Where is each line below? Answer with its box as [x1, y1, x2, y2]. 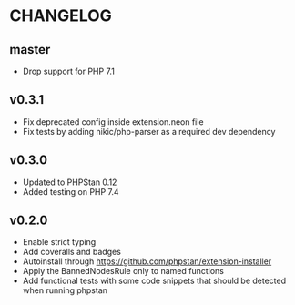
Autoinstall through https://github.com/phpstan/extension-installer [22, 256, 272, 267]
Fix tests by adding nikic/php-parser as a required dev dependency [22, 126, 276, 137]
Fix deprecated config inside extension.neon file [22, 116, 204, 127]
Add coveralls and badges [22, 247, 121, 258]
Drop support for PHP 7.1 [22, 66, 116, 76]
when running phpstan [22, 285, 107, 296]
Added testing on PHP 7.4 [22, 186, 120, 197]
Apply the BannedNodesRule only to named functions [22, 266, 225, 277]
